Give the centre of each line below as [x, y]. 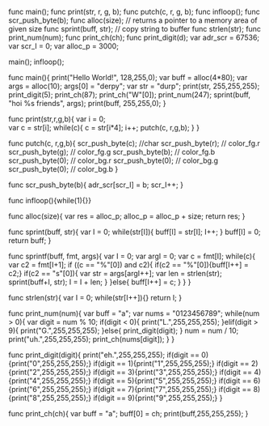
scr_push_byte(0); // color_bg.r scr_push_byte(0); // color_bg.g [113, 160]
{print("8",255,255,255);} [50, 398]
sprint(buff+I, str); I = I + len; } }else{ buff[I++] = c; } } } [100, 282]
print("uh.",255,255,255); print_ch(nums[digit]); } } [92, 339]
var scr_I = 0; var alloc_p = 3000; [64, 46]
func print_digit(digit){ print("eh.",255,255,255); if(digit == [104, 355]
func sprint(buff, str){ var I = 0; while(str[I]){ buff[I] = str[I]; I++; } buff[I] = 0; [134, 232]
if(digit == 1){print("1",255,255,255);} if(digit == [171, 363]
